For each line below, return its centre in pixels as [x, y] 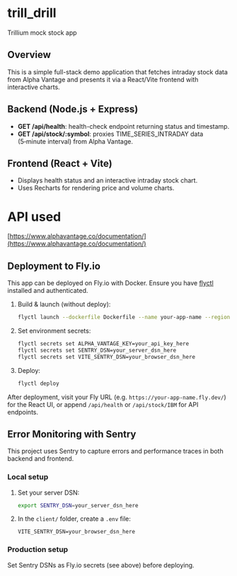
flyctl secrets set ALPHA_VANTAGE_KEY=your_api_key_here [103, 344]
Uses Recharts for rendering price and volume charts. [96, 188]
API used [34, 217]
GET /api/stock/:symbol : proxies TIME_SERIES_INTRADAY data [110, 134]
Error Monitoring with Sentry [72, 434]
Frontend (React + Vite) [60, 163]
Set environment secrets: [54, 331]
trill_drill [32, 13]
